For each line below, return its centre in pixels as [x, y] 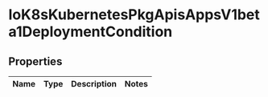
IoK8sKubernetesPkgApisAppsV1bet [134, 15]
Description [94, 84]
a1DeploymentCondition [91, 32]
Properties [35, 61]
